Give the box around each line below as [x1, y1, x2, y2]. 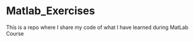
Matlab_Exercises [6, 4, 96, 18]
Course [6, 30, 24, 37]
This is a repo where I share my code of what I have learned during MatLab [6, 24, 189, 31]
